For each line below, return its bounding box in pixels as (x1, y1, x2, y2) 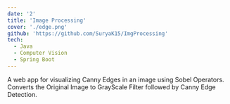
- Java (13, 43, 33, 50)
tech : (7, 37, 23, 44)
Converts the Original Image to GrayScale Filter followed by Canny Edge (7, 82, 216, 91)
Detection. (7, 90, 37, 98)
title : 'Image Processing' (7, 17, 87, 24)
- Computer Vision (13, 50, 68, 57)
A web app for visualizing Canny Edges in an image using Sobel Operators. (7, 75, 224, 84)
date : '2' (7, 10, 37, 18)
